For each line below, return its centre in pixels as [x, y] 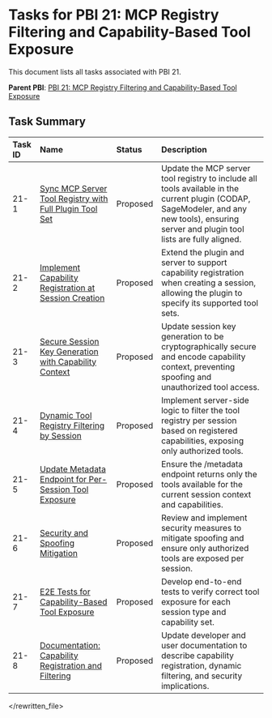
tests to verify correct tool [210, 592]
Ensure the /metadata [202, 464]
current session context [206, 494]
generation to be [192, 336]
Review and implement [204, 518]
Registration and [71, 665]
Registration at [68, 288]
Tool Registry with [74, 199]
